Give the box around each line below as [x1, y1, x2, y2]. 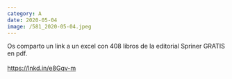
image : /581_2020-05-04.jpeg [7, 23, 92, 30]
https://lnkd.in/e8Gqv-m [7, 64, 76, 73]
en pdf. [7, 49, 28, 58]
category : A [7, 10, 42, 17]
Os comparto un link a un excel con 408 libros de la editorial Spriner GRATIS [7, 42, 226, 51]
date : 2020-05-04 [7, 17, 58, 24]
